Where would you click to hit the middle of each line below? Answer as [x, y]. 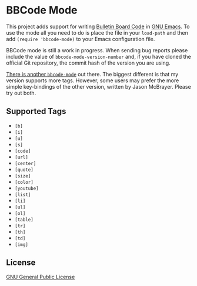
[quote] [24, 170]
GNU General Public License [41, 277]
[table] [24, 220]
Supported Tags [36, 111]
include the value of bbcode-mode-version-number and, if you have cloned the [98, 56]
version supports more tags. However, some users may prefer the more [93, 80]
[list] [23, 194]
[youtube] [27, 189]
